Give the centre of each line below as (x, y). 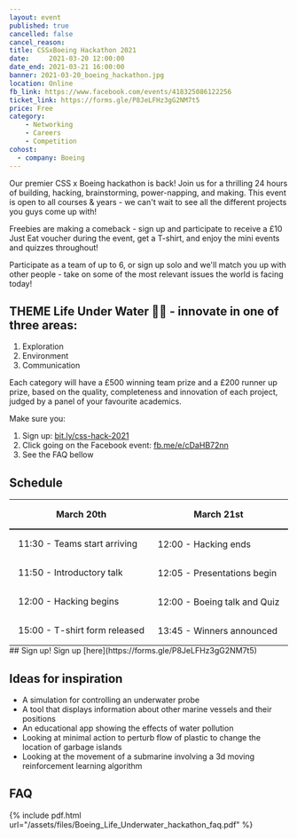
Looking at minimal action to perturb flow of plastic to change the (141, 737)
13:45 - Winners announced (217, 631)
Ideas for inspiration (66, 679)
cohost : (23, 149)
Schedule (36, 483)
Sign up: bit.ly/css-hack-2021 (75, 436)
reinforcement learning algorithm (82, 765)
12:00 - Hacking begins (69, 602)
